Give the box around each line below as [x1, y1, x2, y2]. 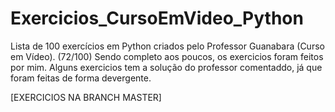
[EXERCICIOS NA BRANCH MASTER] [10, 91, 162, 103]
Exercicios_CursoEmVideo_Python [10, 7, 304, 30]
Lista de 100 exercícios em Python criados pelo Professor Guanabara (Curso [10, 40, 325, 52]
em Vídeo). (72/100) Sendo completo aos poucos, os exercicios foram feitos [10, 50, 324, 62]
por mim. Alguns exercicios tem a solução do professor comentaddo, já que [10, 61, 323, 73]
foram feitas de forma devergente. [10, 72, 152, 84]
